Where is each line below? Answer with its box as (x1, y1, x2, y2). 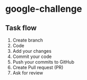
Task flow (5, 24, 37, 32)
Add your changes (12, 48, 52, 54)
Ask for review (12, 70, 43, 76)
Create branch (12, 37, 43, 43)
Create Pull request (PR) (12, 65, 64, 70)
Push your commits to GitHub (12, 59, 75, 65)
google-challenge (5, 3, 82, 15)
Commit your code (12, 53, 52, 59)
